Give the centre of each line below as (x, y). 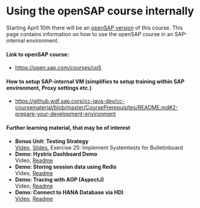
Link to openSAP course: (38, 54)
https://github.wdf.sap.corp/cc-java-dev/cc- (70, 101)
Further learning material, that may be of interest (68, 127)
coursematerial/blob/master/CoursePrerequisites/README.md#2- (96, 108)
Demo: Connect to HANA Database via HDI (69, 192)
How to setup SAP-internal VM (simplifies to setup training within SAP (95, 81)
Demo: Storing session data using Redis (66, 167)
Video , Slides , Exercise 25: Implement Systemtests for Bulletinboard (99, 147)
